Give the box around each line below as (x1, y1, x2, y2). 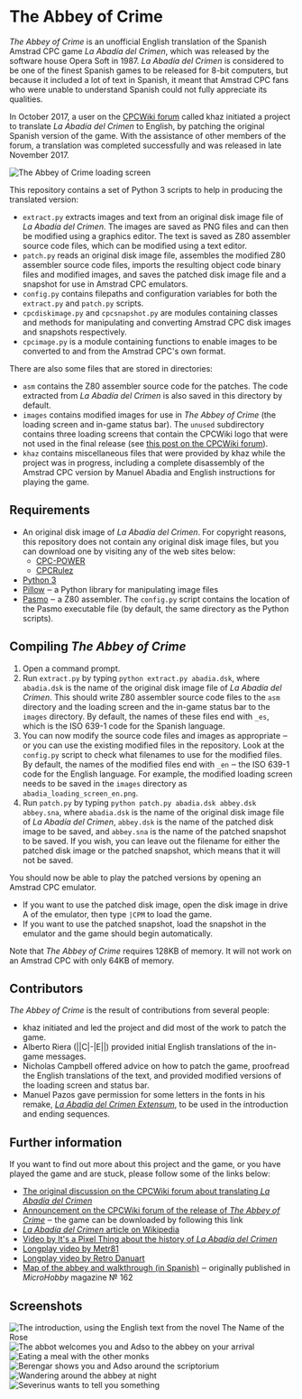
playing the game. (22, 476, 90, 487)
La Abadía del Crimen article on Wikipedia (22, 1224, 180, 1235)
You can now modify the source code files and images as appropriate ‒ (22, 730, 288, 741)
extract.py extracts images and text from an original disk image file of (22, 211, 284, 222)
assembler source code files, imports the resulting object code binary (22, 259, 281, 270)
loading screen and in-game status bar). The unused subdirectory (22, 419, 264, 429)
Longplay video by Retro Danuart (22, 1253, 146, 1264)
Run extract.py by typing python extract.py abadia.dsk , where (22, 672, 260, 683)
